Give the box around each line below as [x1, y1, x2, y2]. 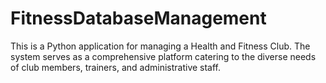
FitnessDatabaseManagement [10, 7, 267, 30]
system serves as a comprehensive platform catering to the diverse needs [10, 50, 317, 62]
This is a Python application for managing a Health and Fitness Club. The [10, 40, 311, 52]
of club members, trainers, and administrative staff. [10, 61, 222, 73]
